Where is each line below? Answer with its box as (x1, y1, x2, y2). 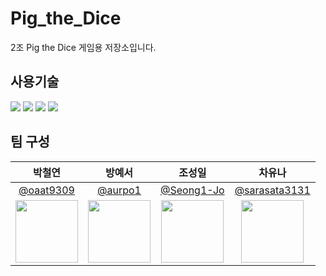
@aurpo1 (97, 183, 142, 197)
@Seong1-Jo (160, 183, 225, 197)
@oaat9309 (18, 183, 75, 197)
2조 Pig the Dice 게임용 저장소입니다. (10, 41, 157, 53)
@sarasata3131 (234, 183, 311, 197)
